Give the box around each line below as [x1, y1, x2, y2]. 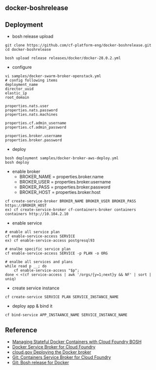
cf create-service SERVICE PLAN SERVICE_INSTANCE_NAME [5, 295, 119, 300]
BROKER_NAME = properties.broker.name [19, 174, 104, 180]
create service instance [12, 285, 59, 291]
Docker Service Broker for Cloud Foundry [12, 344, 96, 350]
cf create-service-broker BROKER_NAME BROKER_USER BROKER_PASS [5, 199, 136, 204]
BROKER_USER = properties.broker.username [19, 179, 111, 185]
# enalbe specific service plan [5, 247, 71, 252]
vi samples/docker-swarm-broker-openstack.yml [5, 74, 101, 79]
